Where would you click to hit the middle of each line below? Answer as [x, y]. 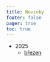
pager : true [21, 23]
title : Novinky [25, 12]
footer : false [24, 18]
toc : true [19, 29]
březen [33, 53]
